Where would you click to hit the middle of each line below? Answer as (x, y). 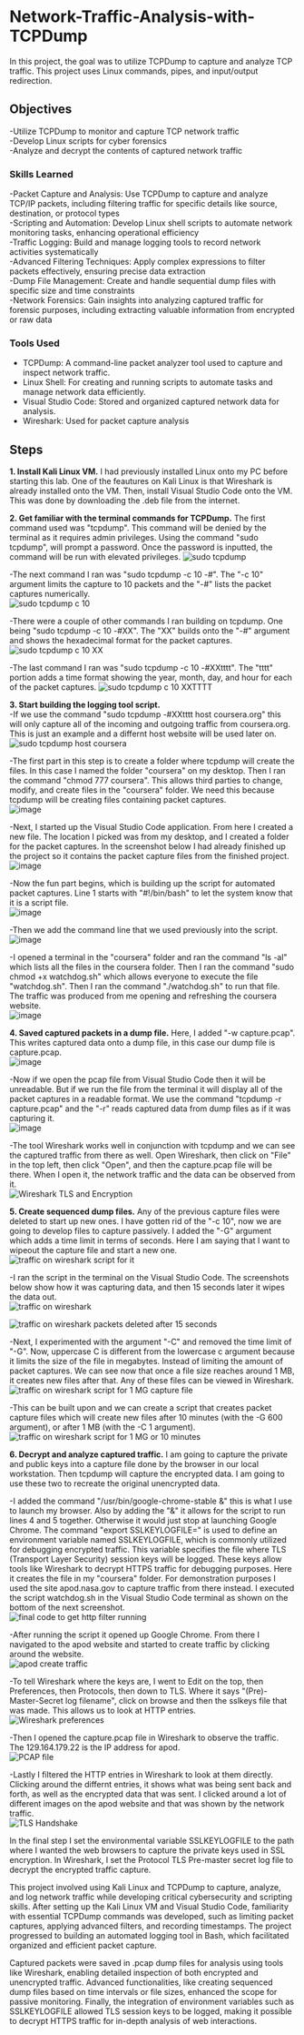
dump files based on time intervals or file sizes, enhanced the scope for (143, 1992)
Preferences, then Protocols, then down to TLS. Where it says (125, 1691)
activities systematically (54, 252)
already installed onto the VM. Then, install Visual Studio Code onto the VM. (151, 491)
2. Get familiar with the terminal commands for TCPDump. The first (137, 518)
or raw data (31, 319)
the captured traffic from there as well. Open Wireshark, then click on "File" (151, 1155)
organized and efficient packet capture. (83, 1946)
